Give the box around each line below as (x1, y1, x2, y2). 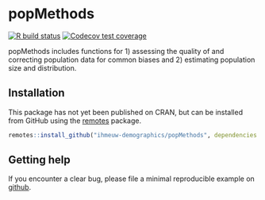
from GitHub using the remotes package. (8, 116, 141, 125)
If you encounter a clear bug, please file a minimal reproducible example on (8, 174, 255, 183)
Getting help (8, 153, 71, 167)
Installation (8, 87, 65, 100)
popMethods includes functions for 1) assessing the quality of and (8, 46, 225, 56)
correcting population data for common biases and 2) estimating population (8, 55, 255, 64)
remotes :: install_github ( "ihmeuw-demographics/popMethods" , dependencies (8, 131, 258, 139)
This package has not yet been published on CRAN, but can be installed (8, 107, 244, 117)
